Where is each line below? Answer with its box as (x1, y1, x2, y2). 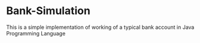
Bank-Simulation (6, 4, 91, 18)
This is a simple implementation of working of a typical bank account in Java (6, 24, 195, 31)
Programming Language (6, 29, 66, 37)
